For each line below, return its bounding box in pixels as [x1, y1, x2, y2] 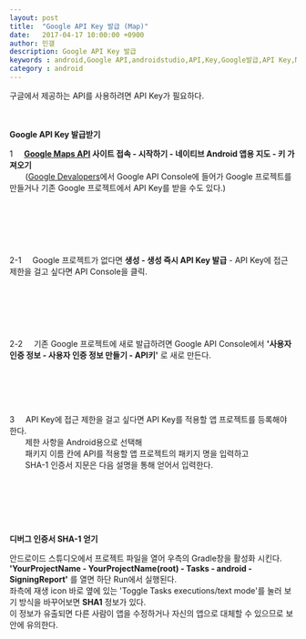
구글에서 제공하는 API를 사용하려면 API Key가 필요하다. [9, 90, 205, 101]
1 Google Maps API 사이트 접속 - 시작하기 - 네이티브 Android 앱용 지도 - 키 [9, 147, 286, 159]
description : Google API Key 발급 [9, 47, 137, 56]
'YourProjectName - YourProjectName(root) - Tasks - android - [9, 563, 252, 573]
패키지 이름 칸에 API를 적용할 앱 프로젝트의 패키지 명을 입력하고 [25, 448, 250, 459]
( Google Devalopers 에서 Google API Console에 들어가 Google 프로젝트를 [25, 170, 292, 182]
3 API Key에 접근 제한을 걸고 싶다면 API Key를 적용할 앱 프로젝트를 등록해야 [9, 413, 288, 424]
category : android [9, 65, 84, 74]
